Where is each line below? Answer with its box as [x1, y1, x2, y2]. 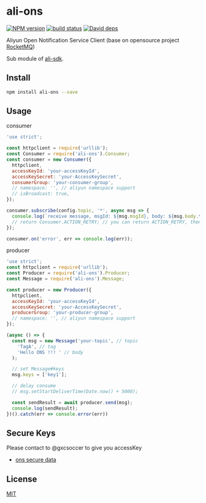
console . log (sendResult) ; [12, 405, 78, 412]
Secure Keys [6, 428, 56, 438]
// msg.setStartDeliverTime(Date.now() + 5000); [12, 388, 139, 395]
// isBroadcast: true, [12, 191, 70, 197]
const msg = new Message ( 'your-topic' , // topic [12, 337, 139, 344]
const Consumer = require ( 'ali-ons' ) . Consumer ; [6, 151, 131, 157]
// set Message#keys [12, 366, 64, 372]
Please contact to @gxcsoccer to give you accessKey [6, 444, 142, 451]
